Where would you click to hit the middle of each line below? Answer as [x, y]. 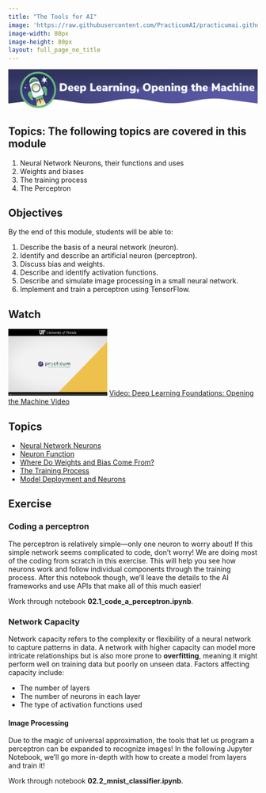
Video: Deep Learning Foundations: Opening [182, 393]
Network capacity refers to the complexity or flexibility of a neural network [130, 639]
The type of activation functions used [81, 705]
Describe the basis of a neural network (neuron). [99, 247]
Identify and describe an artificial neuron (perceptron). [108, 256]
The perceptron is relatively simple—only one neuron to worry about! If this [131, 544]
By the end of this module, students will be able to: [91, 232]
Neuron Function [47, 454]
